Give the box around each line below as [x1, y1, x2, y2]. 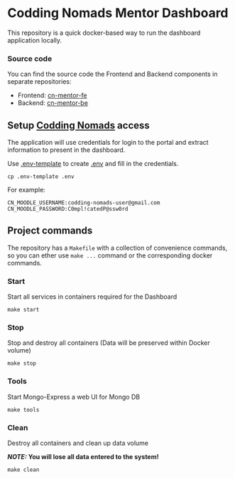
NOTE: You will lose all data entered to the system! [7, 453, 159, 461]
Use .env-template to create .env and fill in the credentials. [7, 160, 179, 168]
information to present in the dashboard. [7, 145, 126, 154]
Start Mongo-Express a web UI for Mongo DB [7, 392, 141, 401]
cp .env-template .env [7, 173, 75, 180]
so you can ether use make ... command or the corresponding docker [7, 250, 213, 260]
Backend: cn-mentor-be [17, 99, 89, 107]
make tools [7, 406, 40, 413]
